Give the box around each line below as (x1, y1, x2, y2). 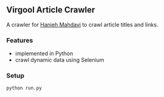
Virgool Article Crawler (6, 5, 95, 15)
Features (6, 36, 33, 44)
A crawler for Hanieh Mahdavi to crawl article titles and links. (6, 21, 159, 28)
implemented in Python (15, 50, 73, 57)
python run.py (6, 85, 43, 92)
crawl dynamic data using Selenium (15, 56, 104, 64)
